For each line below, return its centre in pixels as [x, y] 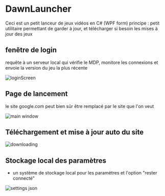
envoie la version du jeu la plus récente [46, 68]
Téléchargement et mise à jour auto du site [75, 132]
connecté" [23, 178]
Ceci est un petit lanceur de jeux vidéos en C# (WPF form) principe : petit [82, 23]
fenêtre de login [31, 50]
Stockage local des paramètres [56, 160]
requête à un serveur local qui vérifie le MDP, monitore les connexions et [82, 62]
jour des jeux [19, 34]
